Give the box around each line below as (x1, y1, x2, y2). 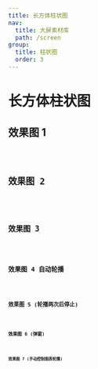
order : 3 (15, 56, 44, 64)
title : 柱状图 (15, 48, 58, 56)
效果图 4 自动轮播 (8, 265, 64, 273)
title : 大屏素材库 (15, 26, 69, 34)
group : (8, 41, 30, 49)
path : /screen (15, 33, 61, 42)
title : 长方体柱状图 (8, 11, 68, 20)
